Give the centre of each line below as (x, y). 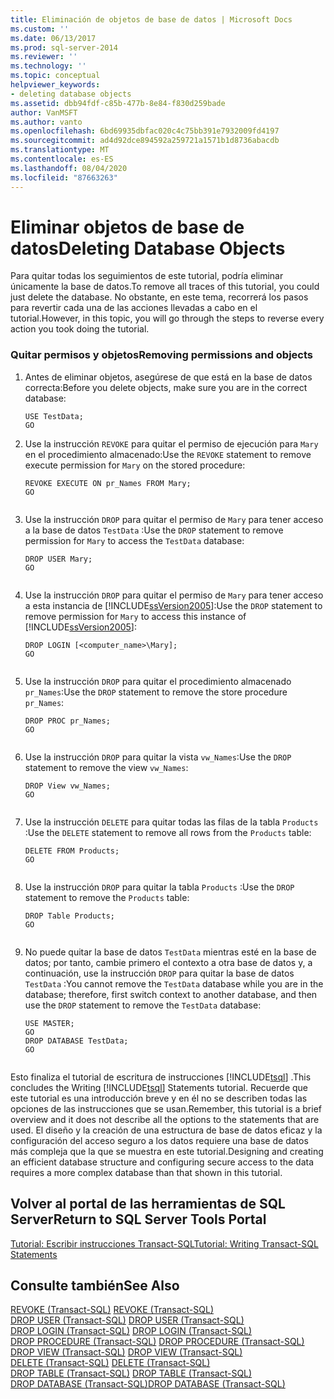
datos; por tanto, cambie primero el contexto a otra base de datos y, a (168, 962)
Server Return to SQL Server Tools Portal (138, 1219)
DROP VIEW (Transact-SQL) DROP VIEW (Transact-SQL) (126, 1352)
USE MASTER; (49, 1023)
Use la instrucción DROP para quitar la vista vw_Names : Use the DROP (158, 757)
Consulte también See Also (95, 1285)
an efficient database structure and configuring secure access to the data (162, 1162)
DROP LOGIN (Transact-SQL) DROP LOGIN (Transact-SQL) (131, 1331)
